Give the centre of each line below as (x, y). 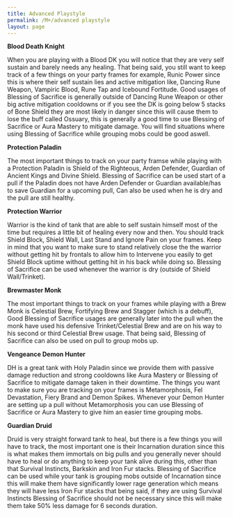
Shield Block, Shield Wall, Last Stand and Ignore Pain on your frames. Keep (114, 240)
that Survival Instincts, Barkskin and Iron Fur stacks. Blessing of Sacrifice (112, 469)
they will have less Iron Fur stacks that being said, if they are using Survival (115, 491)
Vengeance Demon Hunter (46, 354)
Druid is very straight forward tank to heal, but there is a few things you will (115, 439)
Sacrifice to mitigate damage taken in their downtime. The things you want (114, 383)
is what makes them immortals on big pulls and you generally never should (114, 454)
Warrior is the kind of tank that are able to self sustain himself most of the (112, 225)
